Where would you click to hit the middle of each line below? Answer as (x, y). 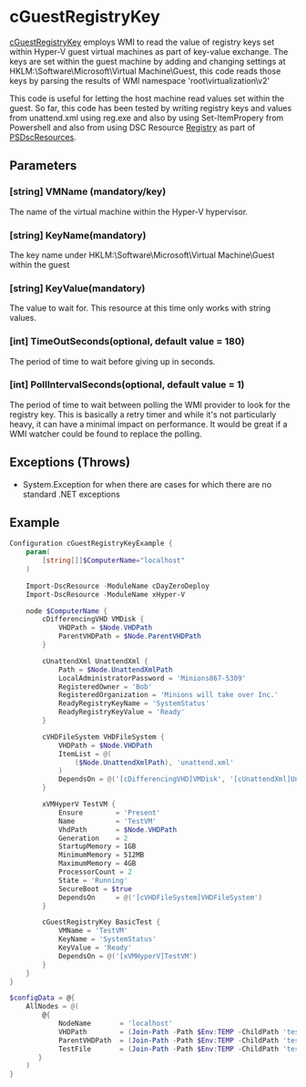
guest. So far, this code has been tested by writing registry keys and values (151, 108)
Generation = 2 (93, 838)
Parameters (43, 166)
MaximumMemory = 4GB (97, 864)
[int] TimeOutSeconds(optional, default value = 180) (127, 342)
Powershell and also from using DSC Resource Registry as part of (133, 127)
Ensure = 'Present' (109, 813)
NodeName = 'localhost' (115, 1024)
